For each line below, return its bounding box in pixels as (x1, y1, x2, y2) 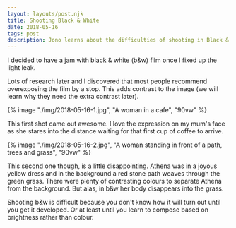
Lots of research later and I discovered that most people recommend (7, 77, 208, 85)
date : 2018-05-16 (7, 23, 59, 30)
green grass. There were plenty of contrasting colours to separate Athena (7, 177, 223, 186)
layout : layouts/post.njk (7, 10, 83, 18)
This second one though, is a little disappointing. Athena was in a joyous (7, 162, 218, 170)
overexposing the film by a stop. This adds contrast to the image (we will (7, 85, 219, 93)
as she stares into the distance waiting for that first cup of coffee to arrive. (7, 127, 224, 136)
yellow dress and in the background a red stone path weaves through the (7, 169, 220, 178)
